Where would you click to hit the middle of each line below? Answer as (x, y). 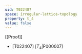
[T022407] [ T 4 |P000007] (38, 47)
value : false (18, 23)
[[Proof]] (14, 37)
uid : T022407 (18, 9)
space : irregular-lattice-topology (41, 14)
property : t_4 (20, 18)
